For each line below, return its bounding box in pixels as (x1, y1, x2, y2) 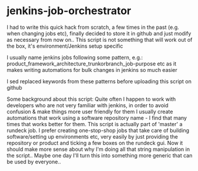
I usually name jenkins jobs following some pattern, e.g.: (6, 54, 143, 61)
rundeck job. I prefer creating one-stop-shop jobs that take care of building (6, 127, 190, 134)
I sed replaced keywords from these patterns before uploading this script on (6, 78, 192, 85)
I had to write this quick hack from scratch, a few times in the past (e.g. (6, 24, 179, 31)
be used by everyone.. (6, 158, 61, 165)
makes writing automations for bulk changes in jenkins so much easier (6, 66, 177, 73)
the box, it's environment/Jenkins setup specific (6, 42, 123, 50)
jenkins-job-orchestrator (6, 4, 131, 18)
